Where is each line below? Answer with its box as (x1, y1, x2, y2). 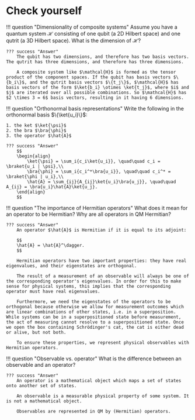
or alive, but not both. (6, 329, 67, 335)
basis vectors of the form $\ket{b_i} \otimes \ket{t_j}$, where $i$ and (6, 84, 190, 90)
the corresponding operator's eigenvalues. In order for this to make (6, 278, 182, 284)
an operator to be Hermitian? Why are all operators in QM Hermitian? (6, 211, 171, 218)
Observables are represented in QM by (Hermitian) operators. (16, 408, 171, 414)
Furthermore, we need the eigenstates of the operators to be (16, 298, 171, 305)
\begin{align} (16, 153, 51, 159)
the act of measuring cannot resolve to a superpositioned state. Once (6, 319, 184, 325)
